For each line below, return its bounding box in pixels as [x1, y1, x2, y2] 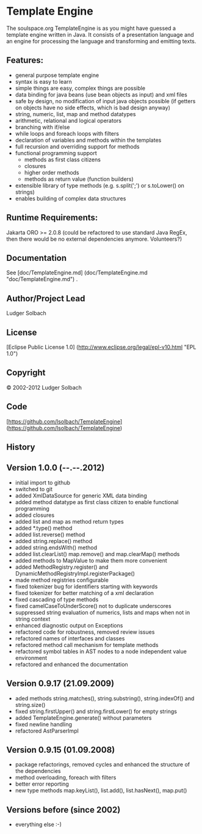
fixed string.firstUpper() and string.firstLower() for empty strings [15, 708, 177, 715]
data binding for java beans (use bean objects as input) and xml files [15, 90, 187, 98]
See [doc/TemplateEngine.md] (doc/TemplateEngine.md [6, 269, 148, 276]
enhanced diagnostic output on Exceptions [15, 621, 123, 629]
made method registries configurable [15, 576, 109, 583]
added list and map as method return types [15, 518, 124, 525]
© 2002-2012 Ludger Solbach [6, 384, 82, 391]
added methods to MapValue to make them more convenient [15, 557, 168, 564]
